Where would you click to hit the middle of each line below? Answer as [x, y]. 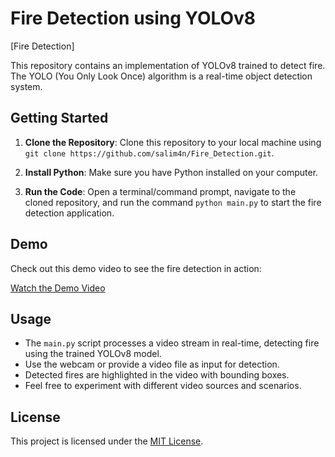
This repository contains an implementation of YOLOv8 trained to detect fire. [168, 65]
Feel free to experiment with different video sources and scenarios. [163, 386]
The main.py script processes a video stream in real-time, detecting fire [172, 343]
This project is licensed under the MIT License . [107, 441]
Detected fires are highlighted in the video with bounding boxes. [157, 375]
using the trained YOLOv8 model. [93, 354]
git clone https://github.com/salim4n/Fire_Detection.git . [149, 153]
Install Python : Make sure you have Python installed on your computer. [171, 172]
